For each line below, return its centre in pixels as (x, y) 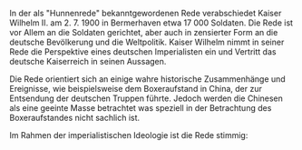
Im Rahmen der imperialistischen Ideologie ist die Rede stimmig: (129, 135)
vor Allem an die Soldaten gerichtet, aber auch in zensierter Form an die (144, 32)
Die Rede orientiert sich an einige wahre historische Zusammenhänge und (147, 79)
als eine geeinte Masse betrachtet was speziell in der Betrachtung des (141, 108)
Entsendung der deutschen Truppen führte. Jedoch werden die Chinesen (146, 98)
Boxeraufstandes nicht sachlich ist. (75, 118)
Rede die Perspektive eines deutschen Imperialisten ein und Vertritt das (143, 52)
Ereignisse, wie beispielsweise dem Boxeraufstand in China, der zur (136, 89)
